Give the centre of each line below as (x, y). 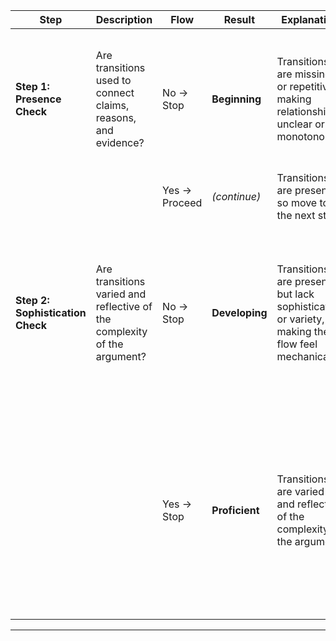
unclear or (300, 124)
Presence (38, 99)
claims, (112, 105)
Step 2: (32, 300)
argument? (121, 356)
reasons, (116, 117)
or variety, (300, 319)
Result (239, 19)
